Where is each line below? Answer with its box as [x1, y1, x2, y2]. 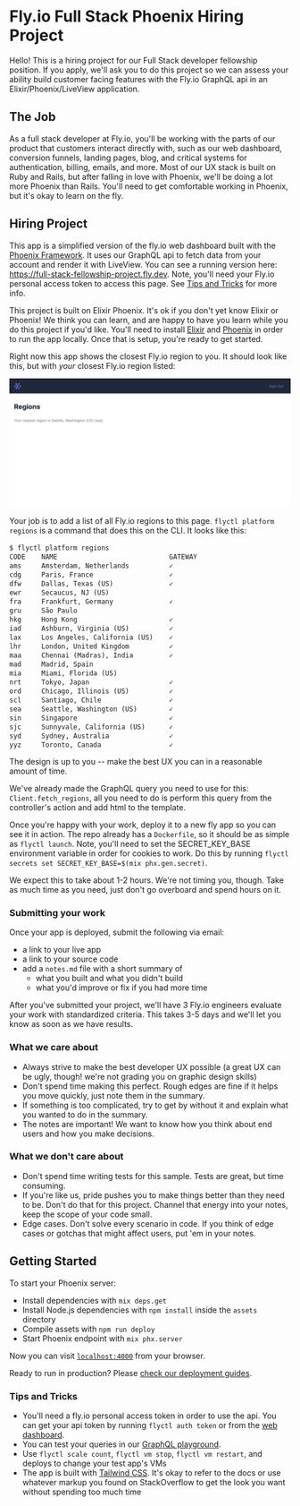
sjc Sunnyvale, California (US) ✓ [9, 723, 174, 732]
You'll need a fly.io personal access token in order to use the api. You [21, 1410, 277, 1421]
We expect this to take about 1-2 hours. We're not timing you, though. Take [9, 875, 284, 886]
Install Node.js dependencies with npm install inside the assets [21, 1305, 257, 1315]
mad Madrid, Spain [9, 660, 94, 669]
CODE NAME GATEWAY [9, 552, 198, 561]
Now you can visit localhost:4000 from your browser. [9, 1350, 205, 1361]
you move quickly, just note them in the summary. [21, 1090, 205, 1100]
